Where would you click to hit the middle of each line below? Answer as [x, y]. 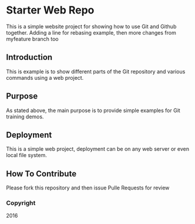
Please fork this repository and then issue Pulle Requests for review [88, 188]
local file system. [26, 155]
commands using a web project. [45, 77]
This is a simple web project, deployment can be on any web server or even [98, 149]
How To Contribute [41, 174]
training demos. [25, 116]
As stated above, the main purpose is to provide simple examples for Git [93, 110]
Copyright [21, 203]
